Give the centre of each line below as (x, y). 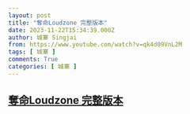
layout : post (30, 15)
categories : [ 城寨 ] (43, 67)
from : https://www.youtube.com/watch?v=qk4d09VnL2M (95, 45)
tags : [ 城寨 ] (32, 52)
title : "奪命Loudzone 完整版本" (58, 23)
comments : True (33, 60)
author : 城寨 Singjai (43, 37)
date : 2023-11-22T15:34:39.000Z (61, 30)
